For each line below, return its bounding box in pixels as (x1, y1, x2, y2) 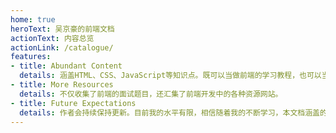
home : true (10, 14, 56, 25)
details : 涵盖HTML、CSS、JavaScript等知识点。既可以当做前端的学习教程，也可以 (19, 71, 322, 81)
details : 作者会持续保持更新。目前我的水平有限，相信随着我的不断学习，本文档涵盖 (19, 107, 320, 118)
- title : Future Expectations (10, 98, 137, 108)
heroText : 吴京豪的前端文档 (10, 24, 115, 34)
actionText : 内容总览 (10, 33, 95, 43)
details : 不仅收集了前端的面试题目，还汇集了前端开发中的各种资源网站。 (19, 89, 283, 99)
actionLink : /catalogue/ (10, 42, 114, 53)
